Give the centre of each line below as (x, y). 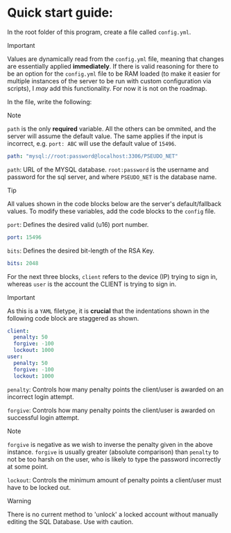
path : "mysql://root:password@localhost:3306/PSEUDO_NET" (93, 156)
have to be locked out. (39, 487)
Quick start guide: (60, 13)
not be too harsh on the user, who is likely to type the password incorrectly (114, 459)
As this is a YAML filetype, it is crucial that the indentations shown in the (108, 311)
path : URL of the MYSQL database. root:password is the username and (108, 169)
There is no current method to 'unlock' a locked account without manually (113, 514)
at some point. (28, 466)
